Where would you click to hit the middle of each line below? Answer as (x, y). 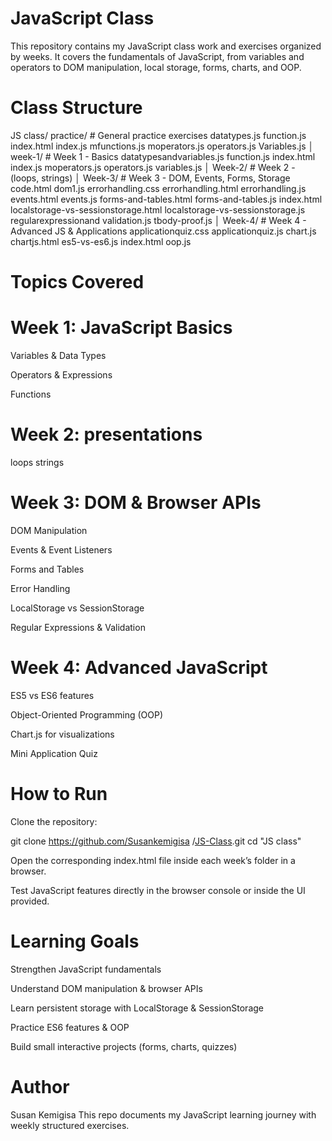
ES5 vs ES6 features (52, 695)
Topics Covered (77, 282)
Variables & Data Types (58, 355)
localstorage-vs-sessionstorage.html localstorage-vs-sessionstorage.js (158, 209)
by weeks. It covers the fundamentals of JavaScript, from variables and (157, 56)
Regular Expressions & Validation (78, 627)
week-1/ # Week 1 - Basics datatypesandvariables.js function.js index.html (163, 156)
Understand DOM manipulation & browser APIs (106, 988)
